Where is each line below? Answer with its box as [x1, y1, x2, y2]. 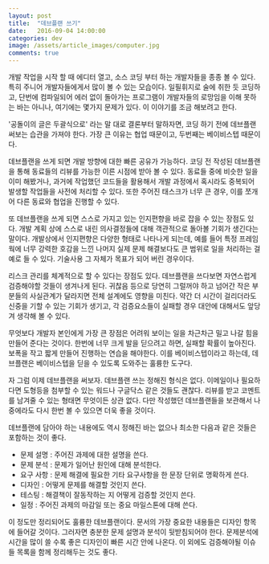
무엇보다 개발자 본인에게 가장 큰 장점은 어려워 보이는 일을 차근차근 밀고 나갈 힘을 [8, 329, 259, 337]
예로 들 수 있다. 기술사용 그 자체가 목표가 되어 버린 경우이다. [8, 254, 194, 264]
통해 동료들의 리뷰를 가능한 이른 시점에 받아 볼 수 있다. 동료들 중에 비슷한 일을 [16, 166, 259, 176]
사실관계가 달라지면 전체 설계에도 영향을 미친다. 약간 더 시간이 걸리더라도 [29, 291, 257, 300]
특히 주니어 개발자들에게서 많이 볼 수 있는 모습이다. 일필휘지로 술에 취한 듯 [8, 82, 239, 92]
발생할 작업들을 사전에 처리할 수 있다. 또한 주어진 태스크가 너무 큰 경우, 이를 [8, 186, 243, 196]
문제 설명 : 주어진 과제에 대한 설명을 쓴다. [19, 450, 149, 459]
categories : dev [8, 34, 63, 43]
